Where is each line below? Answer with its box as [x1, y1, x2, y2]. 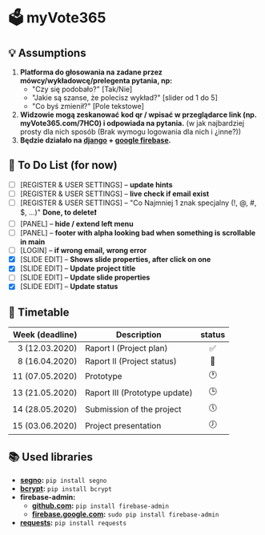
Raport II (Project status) [85, 356, 178, 367]
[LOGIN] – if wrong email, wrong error [19, 246, 147, 255]
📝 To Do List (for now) [8, 159, 118, 172]
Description [115, 329, 162, 340]
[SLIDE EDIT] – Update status [19, 282, 118, 292]
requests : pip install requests [19, 518, 126, 528]
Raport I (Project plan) [85, 343, 168, 354]
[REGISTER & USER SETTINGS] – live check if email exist [19, 188, 210, 199]
